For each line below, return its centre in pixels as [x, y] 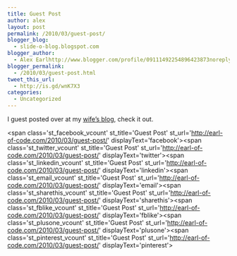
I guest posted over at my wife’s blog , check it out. [80, 119]
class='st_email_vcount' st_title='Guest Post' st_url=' [84, 178]
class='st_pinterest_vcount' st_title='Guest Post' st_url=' [89, 238]
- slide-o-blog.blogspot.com [56, 47]
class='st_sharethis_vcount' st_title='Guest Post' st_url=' [89, 193]
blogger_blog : [28, 40]
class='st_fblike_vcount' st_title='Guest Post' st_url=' [84, 208]
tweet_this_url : [31, 79]
